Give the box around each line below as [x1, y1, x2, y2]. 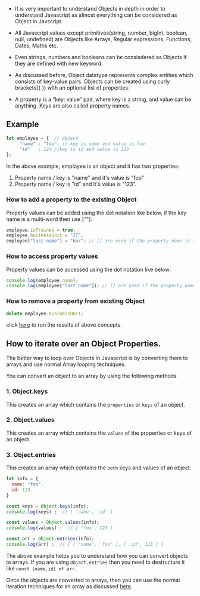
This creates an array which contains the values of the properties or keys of [6, 429, 192, 437]
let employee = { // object [6, 135, 79, 141]
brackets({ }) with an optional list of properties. [14, 84, 130, 91]
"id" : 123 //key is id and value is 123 [19, 146, 129, 152]
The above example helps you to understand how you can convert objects [6, 552, 189, 559]
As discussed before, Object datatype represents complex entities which [14, 72, 193, 78]
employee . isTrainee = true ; [6, 227, 76, 233]
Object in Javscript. [14, 18, 63, 24]
